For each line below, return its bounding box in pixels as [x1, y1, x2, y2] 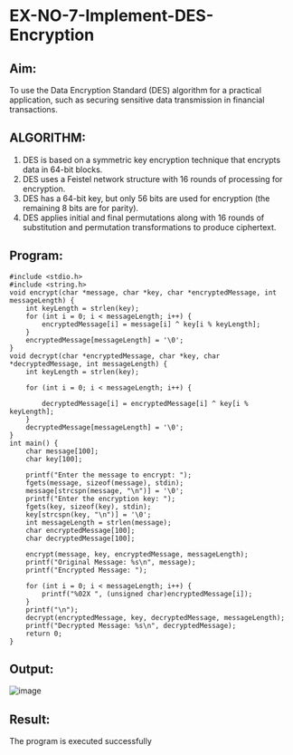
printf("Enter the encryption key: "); [25, 494, 176, 503]
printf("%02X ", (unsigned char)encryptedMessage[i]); [42, 589, 253, 598]
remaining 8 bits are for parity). [22, 202, 138, 213]
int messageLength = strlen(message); [25, 518, 172, 527]
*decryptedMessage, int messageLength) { [9, 359, 168, 368]
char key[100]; [25, 454, 83, 463]
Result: [9, 711, 51, 727]
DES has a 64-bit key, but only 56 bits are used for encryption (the [22, 192, 270, 204]
